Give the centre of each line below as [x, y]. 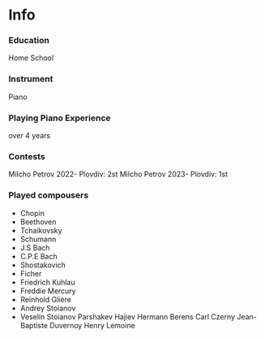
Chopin [32, 213]
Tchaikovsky [41, 230]
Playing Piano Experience [60, 118]
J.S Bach [35, 247]
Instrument [31, 79]
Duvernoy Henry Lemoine [92, 325]
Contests [27, 156]
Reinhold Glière [45, 299]
